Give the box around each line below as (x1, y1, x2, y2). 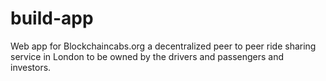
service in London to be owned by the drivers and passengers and (10, 50, 285, 62)
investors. (10, 61, 52, 73)
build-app (10, 7, 94, 30)
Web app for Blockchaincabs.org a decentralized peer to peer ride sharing (10, 40, 317, 52)
